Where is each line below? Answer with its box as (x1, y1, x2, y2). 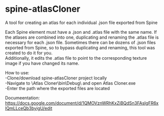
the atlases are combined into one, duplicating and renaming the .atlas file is (5, 34, 159, 40)
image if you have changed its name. (5, 60, 79, 66)
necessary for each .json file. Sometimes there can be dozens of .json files (5, 39, 156, 45)
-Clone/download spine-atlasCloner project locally (5, 75, 107, 81)
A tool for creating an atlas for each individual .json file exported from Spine (5, 20, 158, 25)
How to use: (5, 70, 29, 75)
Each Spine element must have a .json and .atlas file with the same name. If (5, 29, 157, 35)
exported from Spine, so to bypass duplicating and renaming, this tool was (5, 45, 155, 50)
